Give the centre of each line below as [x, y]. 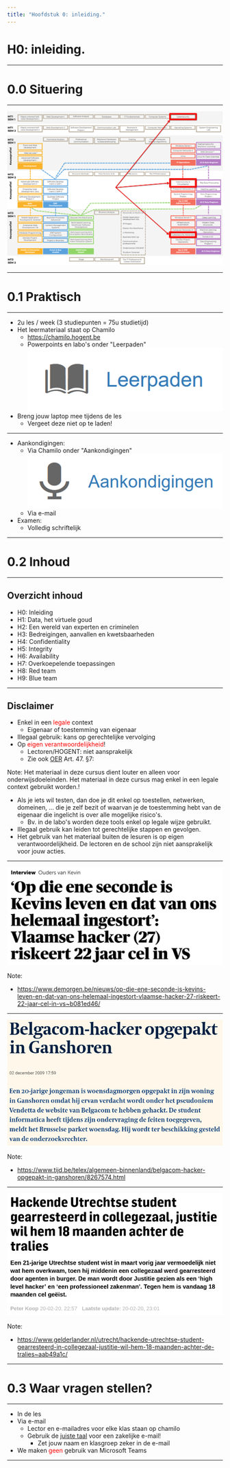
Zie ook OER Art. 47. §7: [61, 759]
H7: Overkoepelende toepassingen [66, 663]
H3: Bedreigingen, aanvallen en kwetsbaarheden [86, 634]
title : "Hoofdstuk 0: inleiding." [56, 14]
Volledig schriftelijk [54, 527]
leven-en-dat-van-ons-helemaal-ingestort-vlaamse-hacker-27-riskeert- [118, 997]
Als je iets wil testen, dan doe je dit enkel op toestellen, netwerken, [111, 800]
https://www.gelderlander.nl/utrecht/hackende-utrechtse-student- [111, 1339]
